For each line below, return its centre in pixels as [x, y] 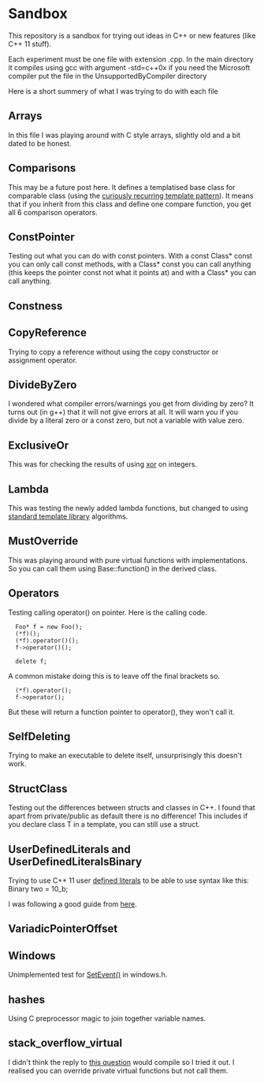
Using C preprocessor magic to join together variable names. [107, 1018]
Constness [35, 305]
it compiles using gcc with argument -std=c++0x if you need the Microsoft [129, 67]
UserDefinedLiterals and [70, 849]
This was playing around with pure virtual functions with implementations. [128, 560]
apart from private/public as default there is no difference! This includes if [128, 816]
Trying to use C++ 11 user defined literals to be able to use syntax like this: [129, 880]
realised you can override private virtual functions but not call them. [118, 1070]
